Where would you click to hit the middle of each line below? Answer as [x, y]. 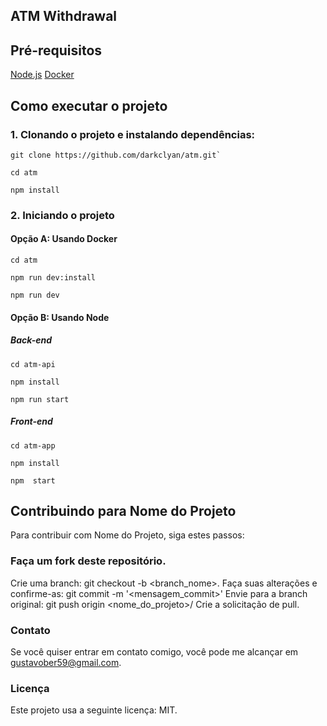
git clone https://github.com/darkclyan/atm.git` [116, 155]
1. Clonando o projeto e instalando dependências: [133, 134]
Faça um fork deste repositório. [88, 561]
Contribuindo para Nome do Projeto [123, 510]
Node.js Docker [42, 75]
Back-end [31, 340]
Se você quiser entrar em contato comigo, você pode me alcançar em [154, 651]
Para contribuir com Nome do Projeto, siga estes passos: [127, 535]
